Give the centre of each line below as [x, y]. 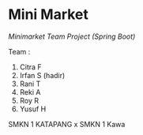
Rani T [30, 84]
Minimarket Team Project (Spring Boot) [72, 36]
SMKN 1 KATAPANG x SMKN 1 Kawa [67, 124]
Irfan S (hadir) [42, 75]
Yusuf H [33, 109]
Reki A [30, 92]
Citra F [30, 67]
